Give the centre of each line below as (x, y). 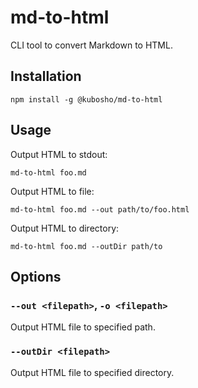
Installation (46, 76)
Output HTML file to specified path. (83, 327)
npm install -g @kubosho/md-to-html (86, 99)
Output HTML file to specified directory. (92, 372)
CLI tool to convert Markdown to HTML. (91, 45)
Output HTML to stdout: (59, 154)
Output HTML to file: (52, 191)
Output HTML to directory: (65, 228)
